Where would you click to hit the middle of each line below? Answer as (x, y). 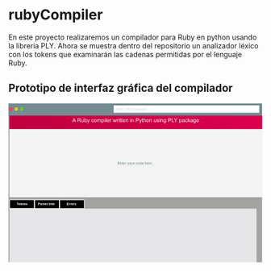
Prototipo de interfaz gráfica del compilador (121, 88)
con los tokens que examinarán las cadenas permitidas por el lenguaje (125, 54)
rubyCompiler (56, 15)
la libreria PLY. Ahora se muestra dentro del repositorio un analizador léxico (133, 45)
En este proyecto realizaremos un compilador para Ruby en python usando (133, 37)
